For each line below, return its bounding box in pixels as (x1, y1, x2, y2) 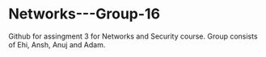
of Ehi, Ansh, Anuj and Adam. (8, 39, 106, 49)
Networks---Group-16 (8, 5, 160, 23)
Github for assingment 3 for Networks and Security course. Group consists (8, 31, 258, 41)
